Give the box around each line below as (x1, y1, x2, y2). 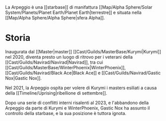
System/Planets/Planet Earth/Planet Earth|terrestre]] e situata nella (5, 9, 142, 15)
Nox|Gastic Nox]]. (5, 75, 42, 81)
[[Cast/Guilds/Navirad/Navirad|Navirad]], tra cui (5, 59, 103, 65)
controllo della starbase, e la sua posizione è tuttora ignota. (5, 110, 127, 116)
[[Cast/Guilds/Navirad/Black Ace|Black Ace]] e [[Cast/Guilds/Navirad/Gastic (5, 70, 161, 76)
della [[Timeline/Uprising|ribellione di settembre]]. (5, 90, 107, 96)
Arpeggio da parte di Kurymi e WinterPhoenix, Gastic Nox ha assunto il (5, 105, 150, 111)
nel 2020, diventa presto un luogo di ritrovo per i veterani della (5, 54, 133, 60)
